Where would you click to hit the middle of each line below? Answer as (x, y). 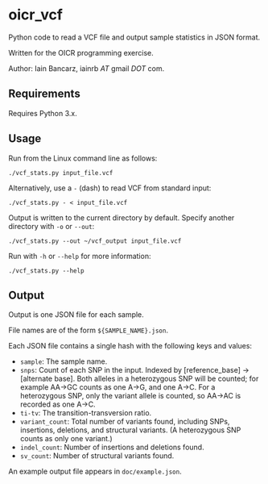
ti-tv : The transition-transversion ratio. (86, 413)
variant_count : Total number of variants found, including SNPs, (125, 422)
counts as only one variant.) (66, 439)
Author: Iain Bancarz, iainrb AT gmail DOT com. (87, 68)
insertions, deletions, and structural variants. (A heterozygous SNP (130, 430)
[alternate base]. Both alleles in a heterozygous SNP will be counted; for (139, 379)
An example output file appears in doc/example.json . (95, 471)
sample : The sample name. (64, 361)
